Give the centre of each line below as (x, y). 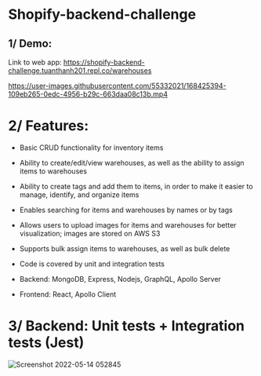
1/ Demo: (30, 44)
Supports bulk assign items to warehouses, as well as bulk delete (125, 248)
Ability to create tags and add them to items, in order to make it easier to (136, 186)
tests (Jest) (46, 343)
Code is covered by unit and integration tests (92, 264)
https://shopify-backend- (104, 62)
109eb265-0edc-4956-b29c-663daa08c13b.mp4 (88, 94)
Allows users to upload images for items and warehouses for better (128, 225)
